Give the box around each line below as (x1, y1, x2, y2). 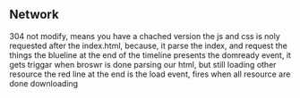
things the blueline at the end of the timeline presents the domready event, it (9, 49, 291, 61)
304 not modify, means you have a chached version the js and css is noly (9, 30, 280, 41)
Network (9, 7, 60, 22)
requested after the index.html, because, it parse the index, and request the (9, 40, 288, 51)
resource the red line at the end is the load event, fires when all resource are (9, 69, 291, 79)
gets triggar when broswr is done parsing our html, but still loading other (9, 59, 277, 69)
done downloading (9, 78, 79, 88)
